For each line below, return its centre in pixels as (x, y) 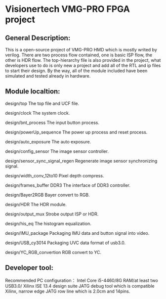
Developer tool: (29, 268)
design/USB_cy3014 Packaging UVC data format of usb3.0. (65, 243)
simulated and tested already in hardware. (48, 76)
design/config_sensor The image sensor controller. (57, 151)
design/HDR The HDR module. (36, 204)
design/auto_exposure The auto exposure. (48, 141)
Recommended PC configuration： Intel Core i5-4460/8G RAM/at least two (82, 280)
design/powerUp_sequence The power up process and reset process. (76, 132)
